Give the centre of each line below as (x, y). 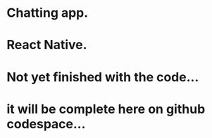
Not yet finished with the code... (103, 77)
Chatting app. (48, 13)
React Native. (47, 45)
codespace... (46, 124)
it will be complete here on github (106, 109)
